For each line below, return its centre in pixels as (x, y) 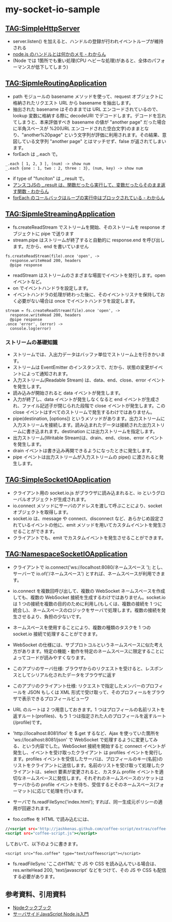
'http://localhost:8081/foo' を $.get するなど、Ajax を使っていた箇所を (86, 733)
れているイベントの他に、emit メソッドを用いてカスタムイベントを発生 (87, 525)
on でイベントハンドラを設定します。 (52, 288)
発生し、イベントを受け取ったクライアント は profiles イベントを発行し (88, 752)
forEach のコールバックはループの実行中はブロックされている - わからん (89, 197)
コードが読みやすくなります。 (57, 657)
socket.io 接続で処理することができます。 (57, 634)
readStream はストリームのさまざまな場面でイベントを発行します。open (89, 275)
